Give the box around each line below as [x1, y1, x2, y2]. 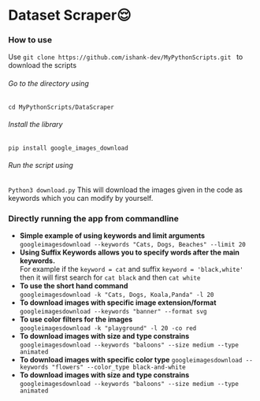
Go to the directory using [8, 79, 89, 88]
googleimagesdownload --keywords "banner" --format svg [19, 308, 207, 316]
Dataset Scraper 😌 [8, 6, 132, 24]
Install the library [8, 120, 63, 129]
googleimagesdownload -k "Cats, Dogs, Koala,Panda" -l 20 [19, 291, 214, 299]
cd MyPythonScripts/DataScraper [8, 103, 114, 111]
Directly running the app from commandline [8, 213, 180, 225]
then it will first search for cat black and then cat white [19, 273, 201, 282]
